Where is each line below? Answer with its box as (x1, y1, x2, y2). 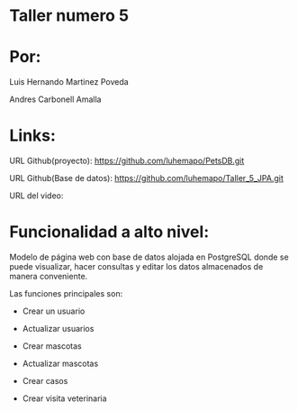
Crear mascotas (22, 341, 83, 352)
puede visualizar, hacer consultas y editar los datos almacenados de (9, 261, 264, 271)
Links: (9, 125, 57, 146)
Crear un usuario (22, 306, 86, 316)
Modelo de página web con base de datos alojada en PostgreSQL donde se (9, 251, 290, 262)
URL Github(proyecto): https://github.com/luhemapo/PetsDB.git (9, 155, 245, 167)
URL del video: (9, 190, 64, 201)
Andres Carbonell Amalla (9, 94, 102, 105)
